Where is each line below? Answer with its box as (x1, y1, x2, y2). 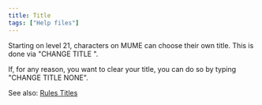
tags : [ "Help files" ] (8, 19, 80, 27)
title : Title (8, 11, 51, 20)
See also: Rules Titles (8, 88, 78, 97)
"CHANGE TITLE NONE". (8, 73, 88, 82)
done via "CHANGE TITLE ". (8, 49, 99, 58)
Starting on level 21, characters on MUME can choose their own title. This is (8, 40, 254, 50)
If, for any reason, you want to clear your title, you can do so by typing (8, 64, 237, 73)
